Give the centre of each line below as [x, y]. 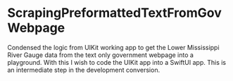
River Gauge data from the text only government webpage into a [100, 55]
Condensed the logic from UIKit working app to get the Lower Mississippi [113, 47]
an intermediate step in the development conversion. [84, 70]
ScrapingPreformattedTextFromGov [114, 13]
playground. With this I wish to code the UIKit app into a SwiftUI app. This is [117, 62]
